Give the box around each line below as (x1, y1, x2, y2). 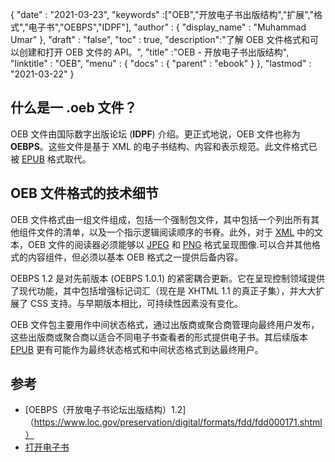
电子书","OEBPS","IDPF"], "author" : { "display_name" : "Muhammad (28, 21, 307, 33)
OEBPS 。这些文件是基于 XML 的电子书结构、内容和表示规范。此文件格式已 (10, 140, 318, 152)
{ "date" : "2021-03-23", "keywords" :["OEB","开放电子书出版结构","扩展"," (10, 9, 315, 20)
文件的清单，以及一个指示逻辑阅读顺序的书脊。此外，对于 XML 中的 (36, 226, 315, 238)
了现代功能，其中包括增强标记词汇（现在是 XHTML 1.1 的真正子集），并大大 (10, 284, 317, 297)
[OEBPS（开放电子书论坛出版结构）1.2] (24, 404, 187, 416)
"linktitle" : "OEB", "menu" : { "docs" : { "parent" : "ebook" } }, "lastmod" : (10, 58, 312, 69)
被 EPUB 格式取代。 (10, 153, 92, 165)
